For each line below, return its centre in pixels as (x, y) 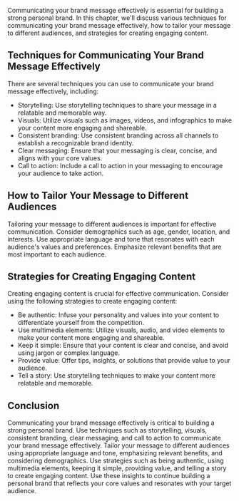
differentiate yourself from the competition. (81, 323)
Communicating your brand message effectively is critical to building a (111, 423)
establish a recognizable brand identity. (76, 143)
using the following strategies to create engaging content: (92, 301)
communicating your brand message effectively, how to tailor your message (119, 25)
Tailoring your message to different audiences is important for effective (112, 224)
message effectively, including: (53, 91)
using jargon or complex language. (68, 353)
